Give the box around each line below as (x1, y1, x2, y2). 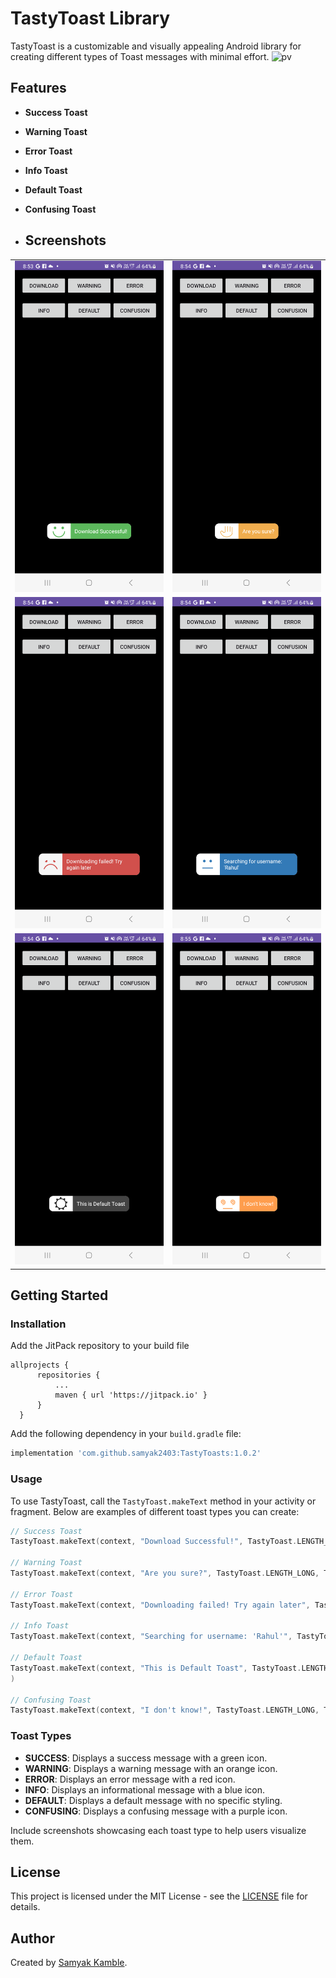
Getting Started (10, 1287, 109, 1304)
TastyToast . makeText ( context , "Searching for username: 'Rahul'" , (10, 1632, 293, 1642)
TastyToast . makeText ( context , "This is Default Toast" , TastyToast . (10, 1663, 302, 1673)
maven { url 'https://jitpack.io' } (54, 1390, 208, 1401)
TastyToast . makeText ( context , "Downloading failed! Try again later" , (10, 1600, 311, 1610)
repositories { (36, 1370, 101, 1381)
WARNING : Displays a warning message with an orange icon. (24, 1762, 278, 1774)
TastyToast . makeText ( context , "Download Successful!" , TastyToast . (10, 1537, 298, 1547)
